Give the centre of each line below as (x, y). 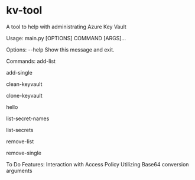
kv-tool (24, 10)
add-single (19, 72)
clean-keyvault (24, 84)
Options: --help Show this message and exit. (60, 49)
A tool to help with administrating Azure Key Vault (66, 27)
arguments (19, 171)
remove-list (20, 141)
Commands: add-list (31, 61)
